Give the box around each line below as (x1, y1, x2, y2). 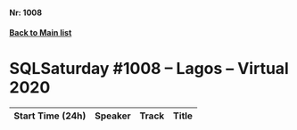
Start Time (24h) (13, 110, 87, 122)
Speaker (95, 110, 131, 122)
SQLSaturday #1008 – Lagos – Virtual (9, 59, 290, 79)
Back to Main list (9, 28, 72, 38)
